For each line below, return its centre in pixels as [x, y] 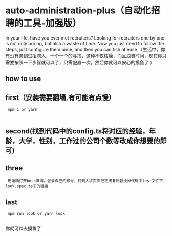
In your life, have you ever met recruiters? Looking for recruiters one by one [85, 38]
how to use [23, 79]
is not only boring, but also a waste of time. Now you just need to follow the [85, 43]
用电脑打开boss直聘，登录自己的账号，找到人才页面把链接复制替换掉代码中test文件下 [85, 181]
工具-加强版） [52, 23]
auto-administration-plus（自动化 [78, 11]
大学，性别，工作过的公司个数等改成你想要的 [89, 141]
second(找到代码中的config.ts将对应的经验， [77, 131]
